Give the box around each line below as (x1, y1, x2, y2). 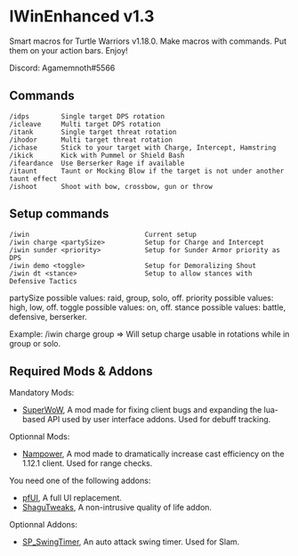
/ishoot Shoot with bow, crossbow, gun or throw (9, 182, 213, 191)
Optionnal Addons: (9, 519, 78, 530)
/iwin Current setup (9, 230, 197, 239)
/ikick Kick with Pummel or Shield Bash (9, 151, 185, 159)
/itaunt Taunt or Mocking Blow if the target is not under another (9, 167, 285, 176)
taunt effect (9, 174, 58, 184)
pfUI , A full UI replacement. (21, 493, 123, 503)
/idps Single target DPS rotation (9, 111, 165, 121)
